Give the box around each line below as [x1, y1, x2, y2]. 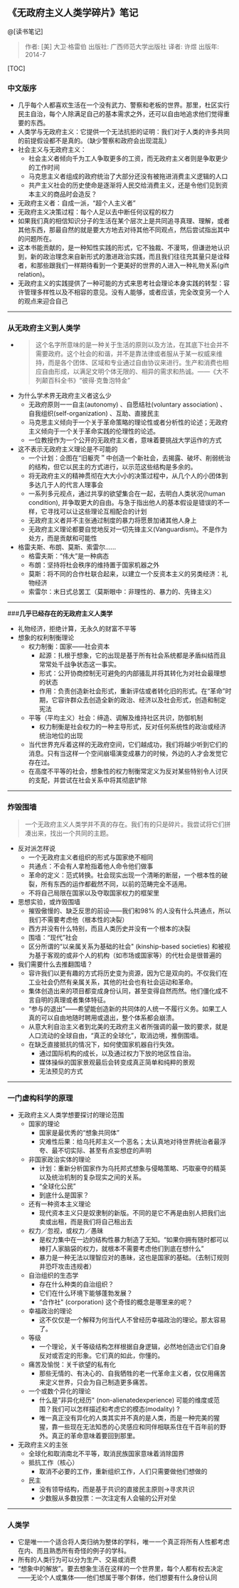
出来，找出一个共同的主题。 [31, 829, 112, 837]
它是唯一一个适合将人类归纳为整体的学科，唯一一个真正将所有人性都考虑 [17, 1537, 230, 1546]
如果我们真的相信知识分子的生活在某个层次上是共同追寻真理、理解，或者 [17, 217, 230, 225]
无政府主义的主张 [17, 1440, 68, 1449]
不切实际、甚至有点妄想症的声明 [58, 1147, 152, 1154]
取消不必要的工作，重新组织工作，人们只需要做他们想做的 [38, 1467, 208, 1475]
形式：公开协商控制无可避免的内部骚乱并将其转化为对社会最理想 [38, 669, 226, 677]
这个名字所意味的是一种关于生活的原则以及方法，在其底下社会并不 [35, 341, 229, 349]
